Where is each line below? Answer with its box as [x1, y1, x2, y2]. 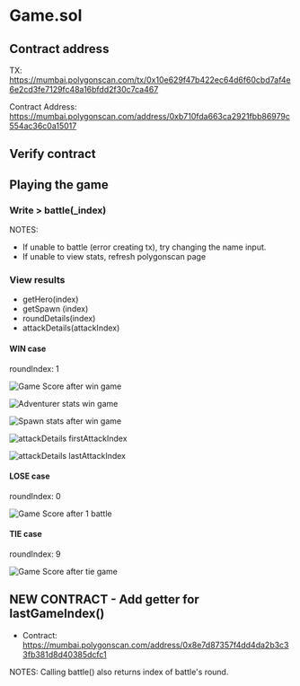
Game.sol [9, 5, 83, 26]
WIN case [9, 343, 47, 354]
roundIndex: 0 [9, 490, 61, 501]
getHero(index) [22, 294, 79, 305]
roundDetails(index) [22, 313, 96, 324]
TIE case [9, 529, 42, 540]
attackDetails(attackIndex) [22, 322, 120, 333]
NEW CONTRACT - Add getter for [9, 592, 199, 607]
